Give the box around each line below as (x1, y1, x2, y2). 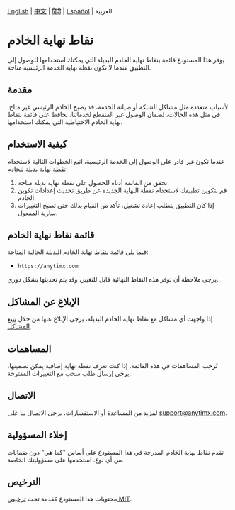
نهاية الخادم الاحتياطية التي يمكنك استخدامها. (7, 117, 123, 126)
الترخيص (7, 476, 41, 488)
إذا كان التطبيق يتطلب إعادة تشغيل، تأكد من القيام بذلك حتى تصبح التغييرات (17, 201, 214, 209)
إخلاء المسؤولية (7, 429, 67, 441)
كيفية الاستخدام (7, 138, 67, 150)
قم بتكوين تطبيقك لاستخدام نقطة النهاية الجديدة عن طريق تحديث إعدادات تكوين (17, 186, 227, 194)
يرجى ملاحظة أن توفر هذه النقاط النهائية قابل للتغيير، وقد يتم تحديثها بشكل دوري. (7, 275, 219, 284)
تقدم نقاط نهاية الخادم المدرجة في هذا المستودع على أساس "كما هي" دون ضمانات (7, 448, 224, 456)
